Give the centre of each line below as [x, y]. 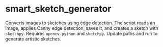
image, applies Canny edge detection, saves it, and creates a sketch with [82, 28]
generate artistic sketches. [33, 39]
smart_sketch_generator [58, 9]
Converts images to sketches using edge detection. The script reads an [80, 23]
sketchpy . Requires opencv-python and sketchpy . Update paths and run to [81, 33]
